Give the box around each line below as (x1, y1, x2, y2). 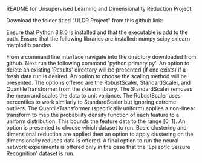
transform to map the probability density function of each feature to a (6, 111, 180, 118)
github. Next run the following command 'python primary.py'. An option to (6, 60, 190, 67)
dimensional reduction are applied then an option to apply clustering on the (6, 130, 194, 138)
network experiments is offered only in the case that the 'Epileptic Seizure (6, 144, 191, 150)
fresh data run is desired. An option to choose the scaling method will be (6, 73, 187, 79)
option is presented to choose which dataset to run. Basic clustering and (6, 124, 187, 131)
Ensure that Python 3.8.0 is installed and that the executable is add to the (6, 28, 189, 36)
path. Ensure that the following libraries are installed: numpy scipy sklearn (6, 35, 191, 42)
